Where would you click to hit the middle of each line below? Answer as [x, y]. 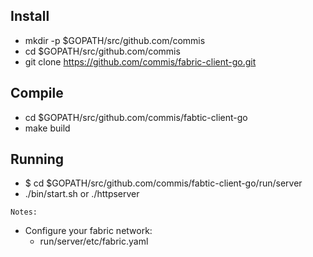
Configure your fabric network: [88, 231]
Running [37, 159]
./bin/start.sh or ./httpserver [82, 194]
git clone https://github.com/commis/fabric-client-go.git [140, 61]
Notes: [24, 212]
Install [30, 16]
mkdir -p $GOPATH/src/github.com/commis [115, 40]
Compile [37, 93]
